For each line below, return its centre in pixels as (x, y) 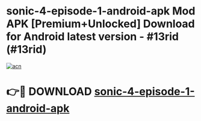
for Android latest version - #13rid (93, 37)
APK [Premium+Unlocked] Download (101, 24)
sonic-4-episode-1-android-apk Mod (101, 11)
